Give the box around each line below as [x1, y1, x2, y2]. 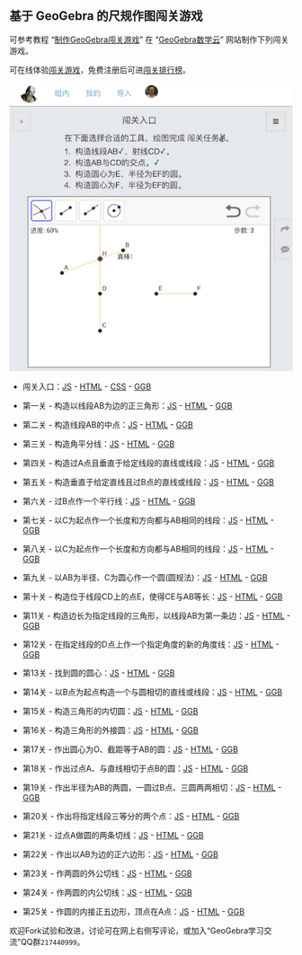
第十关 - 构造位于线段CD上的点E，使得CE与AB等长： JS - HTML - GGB [22, 591, 283, 602]
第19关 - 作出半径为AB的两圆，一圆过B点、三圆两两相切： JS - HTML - [22, 783, 282, 793]
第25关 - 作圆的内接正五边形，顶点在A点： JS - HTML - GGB [22, 906, 245, 917]
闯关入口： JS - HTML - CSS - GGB [22, 381, 152, 393]
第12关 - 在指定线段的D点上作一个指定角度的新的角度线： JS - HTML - [22, 639, 280, 650]
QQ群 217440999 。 [21, 937, 85, 948]
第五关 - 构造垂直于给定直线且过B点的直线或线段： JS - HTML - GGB [22, 477, 274, 488]
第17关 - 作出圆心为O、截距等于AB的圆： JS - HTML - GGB [22, 744, 238, 755]
